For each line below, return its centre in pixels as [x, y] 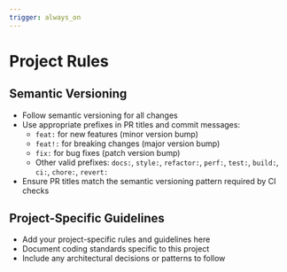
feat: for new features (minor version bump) [117, 134]
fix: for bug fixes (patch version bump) [108, 152]
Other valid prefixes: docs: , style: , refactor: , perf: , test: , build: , [157, 162]
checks [35, 190]
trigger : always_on [45, 17]
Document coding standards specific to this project [116, 249]
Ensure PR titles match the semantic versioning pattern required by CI [149, 181]
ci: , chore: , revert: [72, 171]
